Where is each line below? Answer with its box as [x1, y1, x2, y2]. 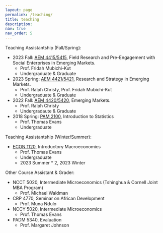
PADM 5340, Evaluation [12, 217, 62, 222]
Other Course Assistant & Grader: [5, 169, 74, 176]
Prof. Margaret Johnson [20, 222, 69, 228]
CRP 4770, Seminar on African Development [12, 195, 105, 201]
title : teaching [5, 17, 39, 22]
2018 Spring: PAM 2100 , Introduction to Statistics [12, 113, 114, 119]
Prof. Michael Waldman [20, 190, 68, 196]
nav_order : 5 [5, 31, 33, 36]
